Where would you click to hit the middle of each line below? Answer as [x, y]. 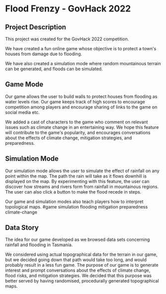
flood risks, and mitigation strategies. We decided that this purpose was [79, 276]
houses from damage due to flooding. [44, 54]
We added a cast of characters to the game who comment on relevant [77, 122]
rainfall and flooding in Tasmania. [39, 245]
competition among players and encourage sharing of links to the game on [81, 107]
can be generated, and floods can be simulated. [54, 69]
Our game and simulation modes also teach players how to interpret [74, 201]
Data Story [22, 228]
